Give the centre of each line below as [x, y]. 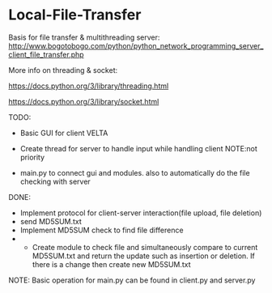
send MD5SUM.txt [51, 221]
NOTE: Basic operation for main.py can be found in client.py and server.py [132, 280]
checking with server [55, 181]
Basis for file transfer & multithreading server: [84, 37]
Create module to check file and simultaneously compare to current [145, 247]
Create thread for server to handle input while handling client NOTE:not [138, 148]
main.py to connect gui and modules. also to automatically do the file [135, 172]
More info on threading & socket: [63, 70]
